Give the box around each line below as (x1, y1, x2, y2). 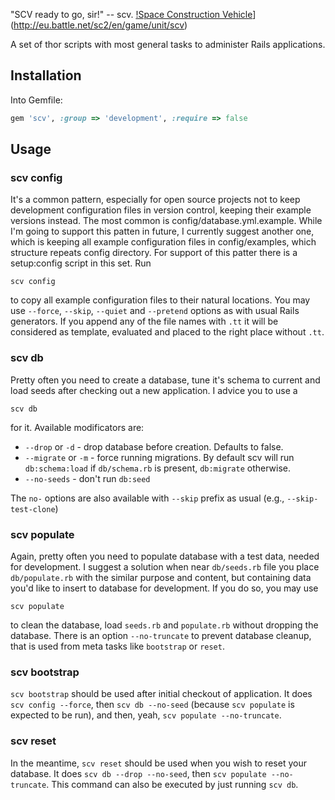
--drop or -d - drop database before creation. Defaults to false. (24, 440, 284, 453)
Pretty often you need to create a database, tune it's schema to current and (10, 374, 321, 386)
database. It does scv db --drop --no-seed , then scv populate (10, 767, 267, 779)
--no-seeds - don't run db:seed (24, 472, 151, 484)
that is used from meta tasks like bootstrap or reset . (10, 640, 225, 652)
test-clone (10, 504, 56, 514)
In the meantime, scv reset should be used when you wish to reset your (10, 757, 307, 769)
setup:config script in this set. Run (10, 257, 152, 269)
